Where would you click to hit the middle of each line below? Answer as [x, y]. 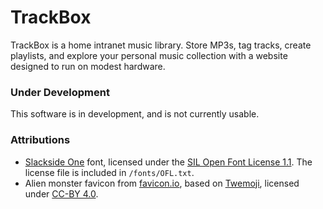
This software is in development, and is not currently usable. [135, 114]
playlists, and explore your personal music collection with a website [149, 55]
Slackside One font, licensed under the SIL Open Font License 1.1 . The [168, 162]
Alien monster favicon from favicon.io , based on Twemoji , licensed [162, 183]
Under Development [60, 92]
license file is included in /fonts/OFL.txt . [109, 172]
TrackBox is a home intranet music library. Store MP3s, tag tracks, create [161, 45]
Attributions [40, 140]
